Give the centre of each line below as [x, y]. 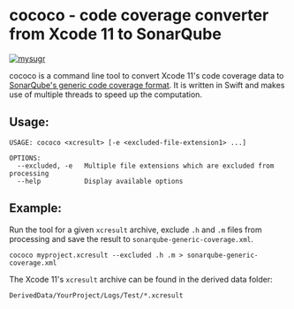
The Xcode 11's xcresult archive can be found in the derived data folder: [141, 279]
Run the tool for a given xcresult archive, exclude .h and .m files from [136, 230]
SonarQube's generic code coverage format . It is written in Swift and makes [147, 85]
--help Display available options [100, 181]
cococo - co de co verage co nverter [139, 15]
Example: [35, 208]
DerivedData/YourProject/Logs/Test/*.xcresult [96, 295]
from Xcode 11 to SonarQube [116, 34]
